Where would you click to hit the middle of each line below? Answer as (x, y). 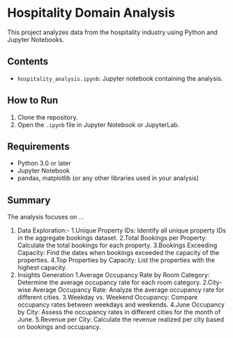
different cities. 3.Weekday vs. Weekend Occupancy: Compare (107, 297)
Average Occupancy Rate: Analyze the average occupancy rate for (128, 290)
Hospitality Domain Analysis (91, 13)
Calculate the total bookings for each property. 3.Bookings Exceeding (117, 245)
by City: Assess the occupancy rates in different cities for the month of (119, 312)
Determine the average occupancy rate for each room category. (109, 282)
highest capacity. (42, 267)
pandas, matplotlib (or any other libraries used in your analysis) (108, 178)
